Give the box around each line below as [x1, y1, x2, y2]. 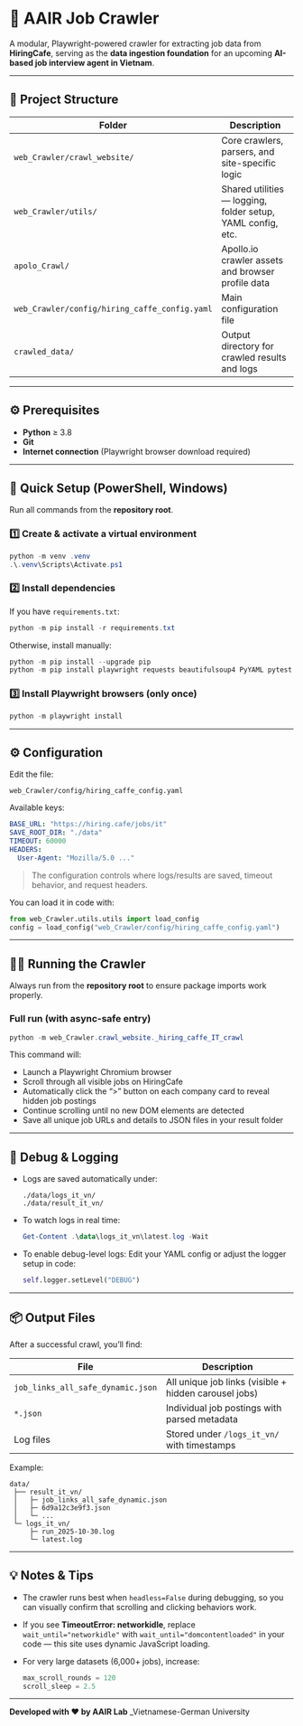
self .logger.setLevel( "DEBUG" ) [22, 1276, 141, 1285]
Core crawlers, [220, 134, 284, 146]
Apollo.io [220, 242, 259, 255]
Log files [14, 1433, 51, 1446]
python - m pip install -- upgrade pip [9, 657, 151, 666]
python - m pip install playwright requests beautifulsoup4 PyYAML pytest [9, 665, 293, 674]
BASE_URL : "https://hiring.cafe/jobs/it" [9, 820, 168, 829]
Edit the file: [9, 769, 54, 780]
